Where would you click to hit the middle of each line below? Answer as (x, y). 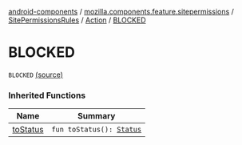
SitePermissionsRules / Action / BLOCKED (77, 20)
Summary (96, 116)
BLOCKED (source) (36, 75)
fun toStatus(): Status (97, 130)
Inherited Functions (47, 95)
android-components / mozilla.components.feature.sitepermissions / (121, 12)
